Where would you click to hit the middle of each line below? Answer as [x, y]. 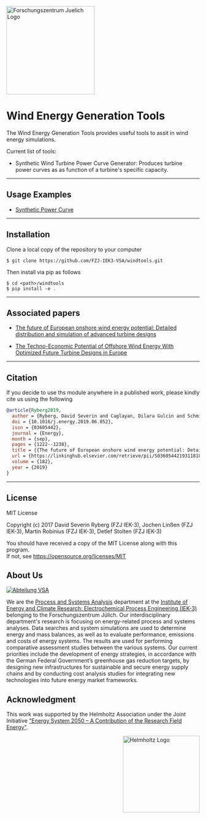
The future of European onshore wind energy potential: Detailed [96, 328]
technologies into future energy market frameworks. [72, 680]
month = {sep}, [31, 439]
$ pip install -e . [31, 288]
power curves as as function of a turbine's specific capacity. [92, 169]
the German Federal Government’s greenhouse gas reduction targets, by [98, 661]
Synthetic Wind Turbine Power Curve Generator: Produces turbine [99, 163]
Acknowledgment [41, 699]
